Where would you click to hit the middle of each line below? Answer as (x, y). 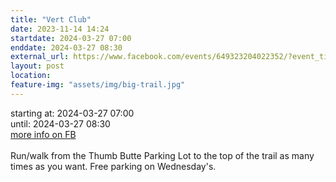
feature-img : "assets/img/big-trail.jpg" (98, 85)
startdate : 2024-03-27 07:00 (71, 38)
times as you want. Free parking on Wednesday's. (113, 166)
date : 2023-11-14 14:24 (60, 29)
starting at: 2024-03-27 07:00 (72, 113)
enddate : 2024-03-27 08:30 (66, 47)
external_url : (40, 57)
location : (31, 76)
